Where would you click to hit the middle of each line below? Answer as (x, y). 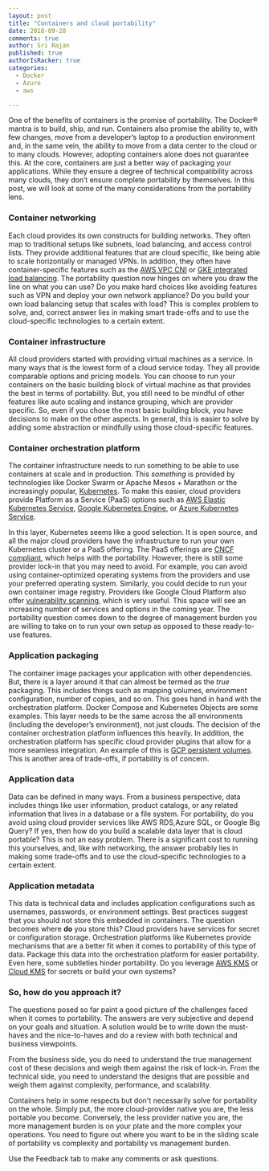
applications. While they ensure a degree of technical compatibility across (130, 171)
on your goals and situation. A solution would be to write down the (118, 1027)
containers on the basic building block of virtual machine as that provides (130, 384)
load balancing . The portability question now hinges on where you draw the (133, 278)
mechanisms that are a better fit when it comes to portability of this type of (132, 946)
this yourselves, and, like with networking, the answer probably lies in (123, 847)
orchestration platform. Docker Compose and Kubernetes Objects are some (133, 707)
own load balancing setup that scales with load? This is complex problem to (133, 304)
